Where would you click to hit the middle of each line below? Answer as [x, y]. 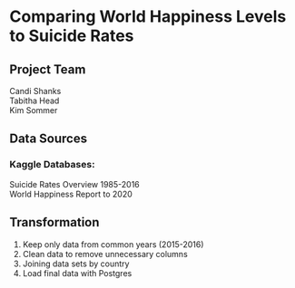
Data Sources [49, 139]
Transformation [54, 222]
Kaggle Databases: [52, 165]
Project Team [48, 69]
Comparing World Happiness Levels [148, 17]
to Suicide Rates [72, 36]
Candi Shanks [35, 91]
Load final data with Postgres [77, 273]
